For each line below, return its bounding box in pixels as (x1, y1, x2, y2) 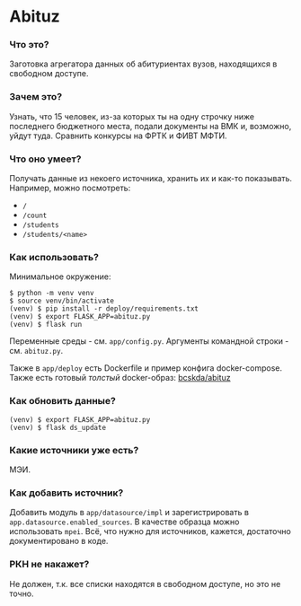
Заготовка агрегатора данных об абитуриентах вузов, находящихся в (9, 58, 278, 69)
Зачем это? (9, 91, 63, 103)
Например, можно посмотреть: (9, 182, 131, 194)
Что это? (9, 39, 49, 51)
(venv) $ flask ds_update (9, 423, 106, 432)
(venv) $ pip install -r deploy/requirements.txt (9, 304, 199, 313)
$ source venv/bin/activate (9, 296, 115, 306)
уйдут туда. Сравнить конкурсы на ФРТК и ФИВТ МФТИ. (9, 130, 227, 141)
